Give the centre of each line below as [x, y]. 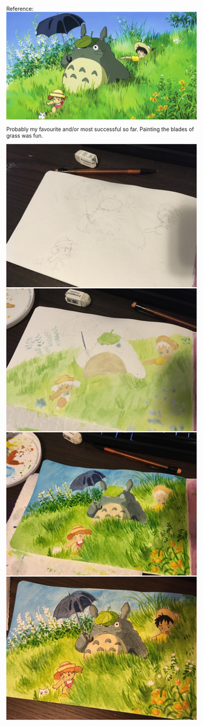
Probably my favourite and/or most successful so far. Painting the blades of [100, 129]
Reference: [20, 9]
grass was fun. [25, 135]
